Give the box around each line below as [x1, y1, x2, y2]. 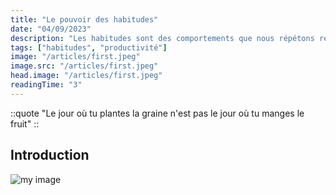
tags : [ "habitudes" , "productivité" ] [10, 42, 168, 53]
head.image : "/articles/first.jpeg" [10, 71, 163, 81]
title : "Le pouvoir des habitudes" [10, 14, 159, 25]
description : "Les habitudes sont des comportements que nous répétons [10, 33, 315, 43]
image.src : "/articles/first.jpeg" [10, 61, 159, 71]
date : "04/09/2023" [10, 24, 92, 34]
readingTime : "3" [10, 80, 83, 90]
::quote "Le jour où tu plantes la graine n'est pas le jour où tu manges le [10, 107, 305, 119]
